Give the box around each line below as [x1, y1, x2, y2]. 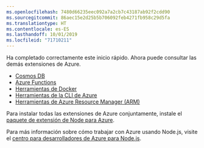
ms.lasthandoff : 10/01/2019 [6, 32, 78, 38]
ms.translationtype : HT [6, 20, 67, 26]
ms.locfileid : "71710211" [6, 37, 72, 43]
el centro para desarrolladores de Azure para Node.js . [6, 135, 142, 142]
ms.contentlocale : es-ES [6, 26, 69, 32]
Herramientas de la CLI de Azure [15, 92, 97, 99]
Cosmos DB [15, 72, 46, 79]
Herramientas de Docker [15, 85, 77, 92]
